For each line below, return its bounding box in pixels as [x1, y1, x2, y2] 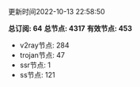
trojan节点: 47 [19, 51, 66, 59]
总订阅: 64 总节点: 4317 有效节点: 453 [8, 24, 133, 33]
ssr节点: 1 [19, 60, 51, 70]
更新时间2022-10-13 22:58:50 [8, 7, 105, 16]
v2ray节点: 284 [19, 40, 70, 50]
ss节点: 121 [19, 70, 55, 79]
